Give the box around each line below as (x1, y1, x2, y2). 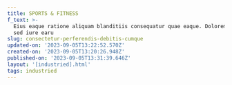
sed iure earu (13, 29, 54, 36)
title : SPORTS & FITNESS (7, 10, 79, 17)
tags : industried (7, 67, 57, 74)
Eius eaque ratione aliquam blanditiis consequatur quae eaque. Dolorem (13, 23, 227, 29)
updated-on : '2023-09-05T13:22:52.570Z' (7, 42, 126, 49)
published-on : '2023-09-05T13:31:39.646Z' (7, 55, 131, 62)
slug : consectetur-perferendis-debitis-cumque (7, 36, 144, 42)
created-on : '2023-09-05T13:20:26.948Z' (7, 49, 126, 56)
